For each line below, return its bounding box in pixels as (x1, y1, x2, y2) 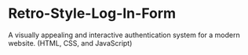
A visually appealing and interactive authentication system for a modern (8, 30, 241, 40)
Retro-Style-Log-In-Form (8, 5, 177, 22)
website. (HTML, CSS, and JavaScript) (8, 38, 133, 47)
